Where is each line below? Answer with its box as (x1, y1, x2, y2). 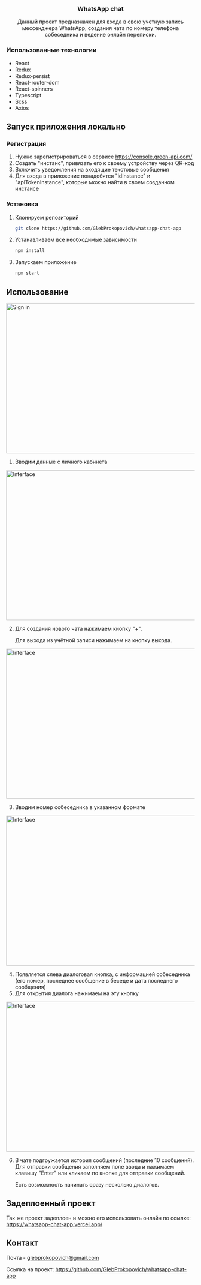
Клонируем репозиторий (14, 214, 79, 221)
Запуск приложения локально (6, 121, 126, 131)
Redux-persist (14, 72, 50, 79)
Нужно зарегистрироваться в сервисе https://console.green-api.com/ (14, 153, 193, 160)
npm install (14, 248, 45, 254)
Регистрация (6, 139, 47, 148)
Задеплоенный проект (6, 1199, 96, 1209)
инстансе (14, 185, 39, 193)
